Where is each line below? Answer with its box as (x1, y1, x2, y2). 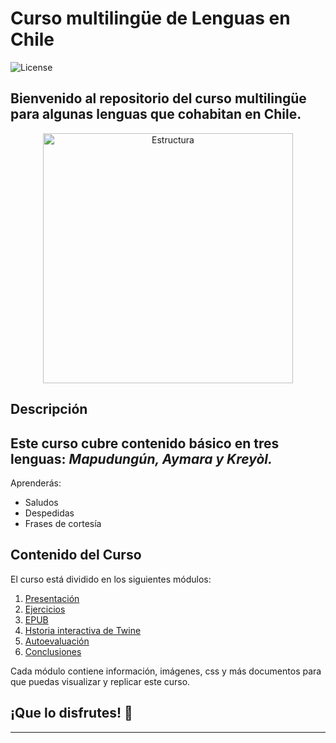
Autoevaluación (24, 635, 90, 647)
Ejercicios (24, 603, 66, 615)
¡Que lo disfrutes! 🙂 (10, 705, 133, 722)
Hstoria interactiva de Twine (24, 624, 142, 636)
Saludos (24, 496, 59, 508)
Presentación (24, 592, 80, 604)
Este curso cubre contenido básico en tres (10, 435, 280, 452)
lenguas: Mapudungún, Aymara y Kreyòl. (10, 450, 273, 467)
